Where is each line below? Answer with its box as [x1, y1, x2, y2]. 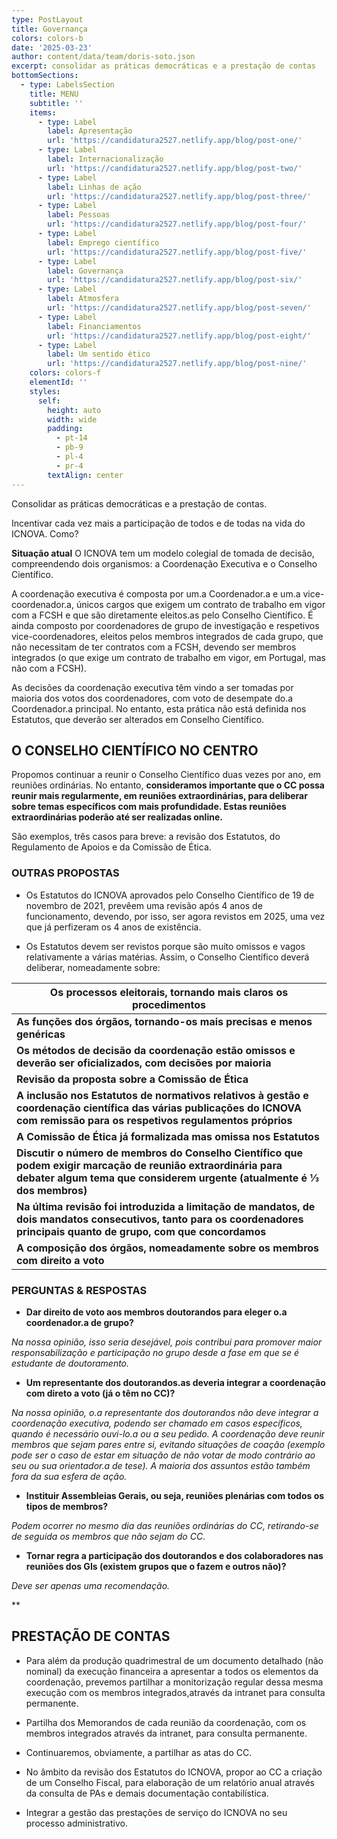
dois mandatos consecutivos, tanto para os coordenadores [16, 1212, 304, 1226]
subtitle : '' [29, 98, 84, 108]
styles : [29, 386, 61, 396]
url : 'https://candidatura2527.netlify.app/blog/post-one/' [47, 136, 303, 146]
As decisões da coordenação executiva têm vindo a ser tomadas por [11, 681, 294, 693]
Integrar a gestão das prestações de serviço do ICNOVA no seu [25, 1806, 288, 1818]
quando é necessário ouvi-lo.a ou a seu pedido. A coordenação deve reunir [11, 1427, 326, 1440]
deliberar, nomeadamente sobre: [25, 961, 161, 973]
